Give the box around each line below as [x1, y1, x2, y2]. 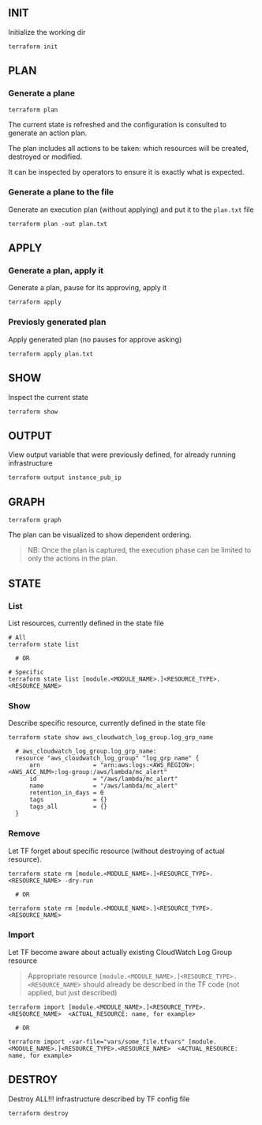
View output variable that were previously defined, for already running [8, 450, 237, 459]
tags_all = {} [28, 802, 108, 811]
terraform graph [8, 516, 62, 524]
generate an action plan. [8, 128, 88, 138]
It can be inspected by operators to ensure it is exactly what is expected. [8, 167, 245, 176]
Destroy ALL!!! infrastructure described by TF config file [8, 1094, 190, 1104]
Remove [8, 828, 41, 839]
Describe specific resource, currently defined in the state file [8, 719, 207, 728]
